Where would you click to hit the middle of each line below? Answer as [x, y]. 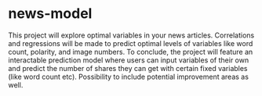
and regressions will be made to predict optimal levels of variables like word [131, 43]
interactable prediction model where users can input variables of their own [129, 60]
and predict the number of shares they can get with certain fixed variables [128, 68]
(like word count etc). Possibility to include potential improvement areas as [129, 76]
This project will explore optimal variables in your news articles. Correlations [131, 35]
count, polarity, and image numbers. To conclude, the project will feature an [131, 52]
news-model [50, 14]
